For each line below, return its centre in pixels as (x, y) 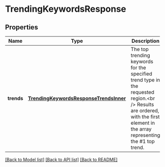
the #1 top (143, 141)
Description (145, 41)
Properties (22, 27)
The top (140, 49)
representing (146, 135)
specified (141, 74)
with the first (145, 117)
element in (143, 123)
